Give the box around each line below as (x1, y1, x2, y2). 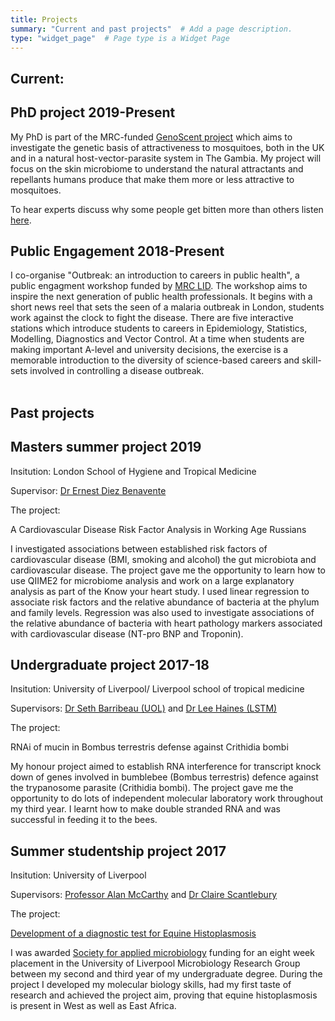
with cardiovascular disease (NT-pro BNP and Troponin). (10, 627, 244, 640)
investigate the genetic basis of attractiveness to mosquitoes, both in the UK (10, 141, 325, 153)
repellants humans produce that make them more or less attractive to (10, 173, 295, 185)
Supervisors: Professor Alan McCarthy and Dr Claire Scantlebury (10, 889, 278, 901)
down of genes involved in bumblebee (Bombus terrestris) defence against (10, 771, 319, 783)
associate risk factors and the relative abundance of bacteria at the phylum (10, 596, 320, 608)
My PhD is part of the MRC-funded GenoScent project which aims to (10, 131, 293, 143)
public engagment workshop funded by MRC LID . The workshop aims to (10, 280, 308, 292)
